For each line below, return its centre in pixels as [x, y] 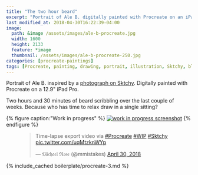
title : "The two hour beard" [42, 11]
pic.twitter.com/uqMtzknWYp [71, 143]
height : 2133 [27, 45]
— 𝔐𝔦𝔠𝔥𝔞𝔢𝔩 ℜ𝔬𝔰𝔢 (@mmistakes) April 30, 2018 [88, 154]
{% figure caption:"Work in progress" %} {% [98, 118]
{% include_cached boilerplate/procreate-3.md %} [67, 166]
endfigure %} [22, 125]
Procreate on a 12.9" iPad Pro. [42, 90]
